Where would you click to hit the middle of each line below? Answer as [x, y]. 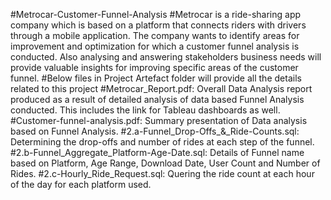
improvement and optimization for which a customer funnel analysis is [155, 46]
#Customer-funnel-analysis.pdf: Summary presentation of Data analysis [159, 120]
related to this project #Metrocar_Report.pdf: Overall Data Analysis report [161, 88]
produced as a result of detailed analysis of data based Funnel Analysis [157, 99]
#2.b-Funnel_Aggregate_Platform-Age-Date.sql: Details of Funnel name [157, 152]
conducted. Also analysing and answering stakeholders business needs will [166, 57]
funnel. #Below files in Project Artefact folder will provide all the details [156, 78]
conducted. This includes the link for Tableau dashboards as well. [145, 110]
